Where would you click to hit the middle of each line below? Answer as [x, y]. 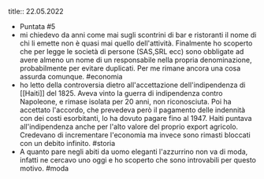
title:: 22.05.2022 [36, 11]
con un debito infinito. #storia [67, 143]
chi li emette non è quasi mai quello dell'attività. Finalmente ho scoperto [136, 43]
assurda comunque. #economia [71, 77]
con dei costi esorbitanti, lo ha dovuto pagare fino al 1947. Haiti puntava [136, 118]
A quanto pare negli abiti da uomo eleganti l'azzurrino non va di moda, [134, 152]
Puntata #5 [37, 26]
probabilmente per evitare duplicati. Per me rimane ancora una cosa [130, 68]
